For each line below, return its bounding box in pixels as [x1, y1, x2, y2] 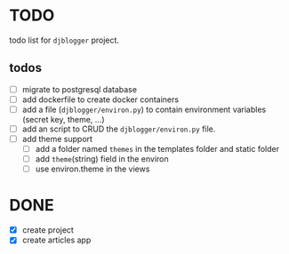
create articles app [21, 234, 92, 245]
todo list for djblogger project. [9, 35, 120, 45]
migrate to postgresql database [21, 83, 138, 94]
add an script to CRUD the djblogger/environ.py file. [21, 123, 216, 134]
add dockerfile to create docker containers [21, 94, 180, 105]
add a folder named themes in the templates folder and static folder [35, 144, 280, 155]
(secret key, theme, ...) [21, 114, 105, 124]
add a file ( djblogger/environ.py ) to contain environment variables [21, 104, 267, 115]
